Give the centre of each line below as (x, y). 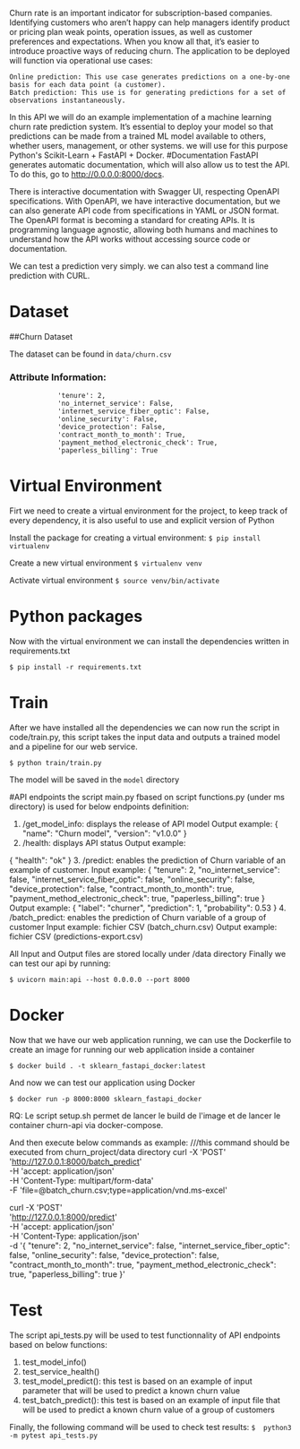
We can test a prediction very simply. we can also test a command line (139, 266)
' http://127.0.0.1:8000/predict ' (64, 1217)
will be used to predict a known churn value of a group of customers (148, 1410)
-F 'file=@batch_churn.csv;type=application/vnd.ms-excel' (119, 1190)
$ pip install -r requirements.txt (76, 668)
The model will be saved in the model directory (94, 780)
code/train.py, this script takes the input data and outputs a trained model (145, 737)
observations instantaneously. (68, 100)
